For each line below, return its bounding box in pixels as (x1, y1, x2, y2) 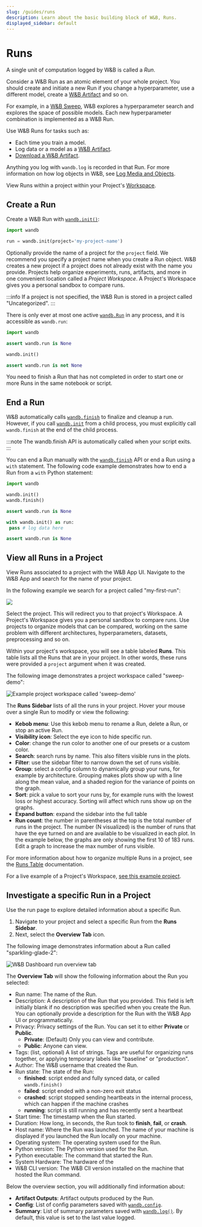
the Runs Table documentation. (6, 861, 84, 868)
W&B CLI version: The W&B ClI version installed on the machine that (15, 1165, 184, 1172)
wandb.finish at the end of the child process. (6, 426, 119, 433)
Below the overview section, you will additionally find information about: (6, 1183, 186, 1190)
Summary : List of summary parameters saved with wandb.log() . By (15, 1207, 183, 1214)
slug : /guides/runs (6, 8, 56, 15)
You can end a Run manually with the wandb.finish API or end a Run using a (6, 456, 195, 464)
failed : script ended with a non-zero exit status (24, 1087, 142, 1094)
